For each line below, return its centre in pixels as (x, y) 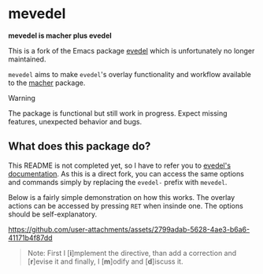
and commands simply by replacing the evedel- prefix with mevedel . (118, 182)
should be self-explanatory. (53, 214)
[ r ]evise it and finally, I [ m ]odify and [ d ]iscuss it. (105, 261)
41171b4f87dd (30, 238)
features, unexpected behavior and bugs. (75, 121)
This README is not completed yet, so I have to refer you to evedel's (119, 165)
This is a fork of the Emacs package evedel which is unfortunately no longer (131, 50)
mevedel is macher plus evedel (60, 35)
